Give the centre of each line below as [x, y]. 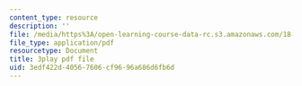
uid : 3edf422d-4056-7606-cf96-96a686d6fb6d [92, 68]
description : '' [40, 26]
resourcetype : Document [54, 51]
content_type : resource [54, 17]
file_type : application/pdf [62, 43]
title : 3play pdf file [52, 59]
